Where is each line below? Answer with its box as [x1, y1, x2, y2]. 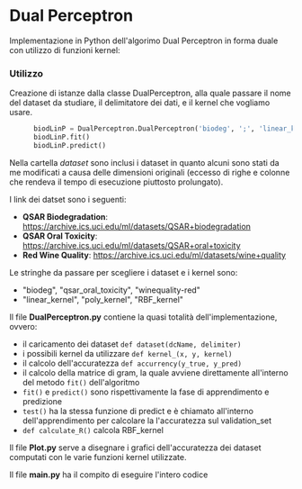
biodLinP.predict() [32, 140, 106, 149]
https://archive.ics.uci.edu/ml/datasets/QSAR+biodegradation [22, 221, 252, 231]
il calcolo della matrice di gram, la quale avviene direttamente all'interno [22, 367, 289, 378]
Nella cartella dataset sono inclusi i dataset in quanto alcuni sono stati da [9, 157, 280, 168]
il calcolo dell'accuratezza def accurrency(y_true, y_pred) [22, 358, 243, 368]
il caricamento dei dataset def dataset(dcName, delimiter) [22, 339, 242, 349]
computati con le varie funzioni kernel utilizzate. [9, 451, 187, 462]
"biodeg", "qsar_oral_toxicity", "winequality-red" [22, 285, 200, 295]
